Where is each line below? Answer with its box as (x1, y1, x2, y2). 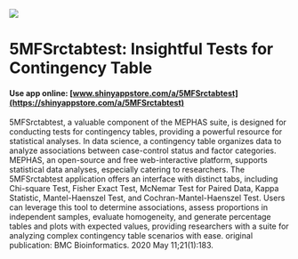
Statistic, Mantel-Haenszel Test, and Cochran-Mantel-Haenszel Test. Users (9, 192, 286, 204)
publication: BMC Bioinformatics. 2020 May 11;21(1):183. (9, 240, 213, 251)
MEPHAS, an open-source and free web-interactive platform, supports (9, 155, 269, 166)
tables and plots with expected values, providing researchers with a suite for (9, 221, 289, 231)
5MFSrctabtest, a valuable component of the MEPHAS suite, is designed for (9, 117, 287, 128)
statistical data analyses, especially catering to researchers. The (9, 165, 246, 175)
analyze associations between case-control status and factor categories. (9, 145, 278, 156)
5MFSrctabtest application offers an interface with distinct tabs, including (9, 174, 278, 184)
